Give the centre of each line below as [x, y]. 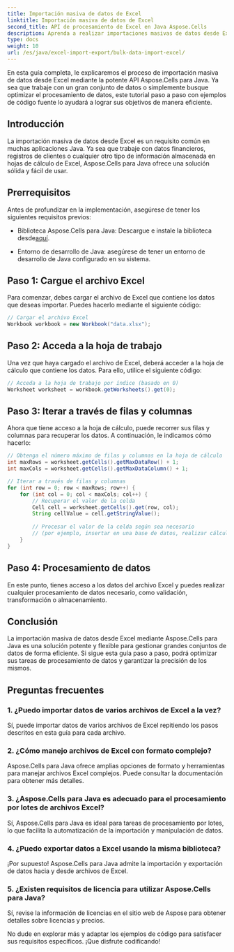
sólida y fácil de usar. [38, 170]
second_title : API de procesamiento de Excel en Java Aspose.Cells [107, 27]
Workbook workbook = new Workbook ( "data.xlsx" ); [79, 324]
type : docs [23, 40]
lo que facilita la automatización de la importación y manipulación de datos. [115, 830]
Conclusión [33, 621]
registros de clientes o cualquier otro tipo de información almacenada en [111, 156]
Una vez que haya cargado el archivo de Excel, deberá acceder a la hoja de [116, 363]
